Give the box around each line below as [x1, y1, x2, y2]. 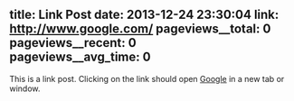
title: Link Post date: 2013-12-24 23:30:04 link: [9, 7, 280, 23]
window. [9, 83, 41, 94]
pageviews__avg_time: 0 [9, 50, 151, 65]
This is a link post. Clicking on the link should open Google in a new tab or [9, 73, 285, 84]
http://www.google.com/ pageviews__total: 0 [9, 22, 271, 37]
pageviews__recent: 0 [9, 35, 138, 50]
